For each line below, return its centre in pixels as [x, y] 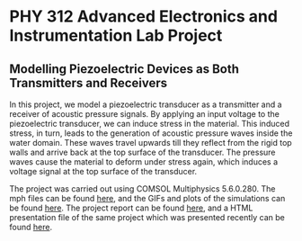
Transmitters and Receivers [89, 83]
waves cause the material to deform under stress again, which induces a [144, 162]
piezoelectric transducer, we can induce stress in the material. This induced [150, 124]
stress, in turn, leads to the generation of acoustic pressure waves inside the [151, 133]
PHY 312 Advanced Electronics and [144, 17]
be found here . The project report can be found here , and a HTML [131, 208]
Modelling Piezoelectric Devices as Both [124, 69]
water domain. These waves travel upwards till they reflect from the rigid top [151, 143]
